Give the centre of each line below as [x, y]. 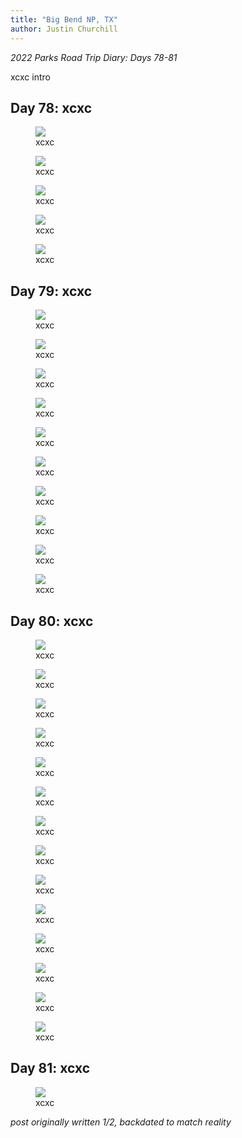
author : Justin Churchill [64, 29]
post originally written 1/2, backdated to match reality [121, 1122]
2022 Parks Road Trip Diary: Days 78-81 [94, 57]
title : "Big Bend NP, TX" [64, 19]
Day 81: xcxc [50, 1068]
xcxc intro [30, 77]
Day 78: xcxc [51, 107]
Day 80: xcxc [52, 621]
